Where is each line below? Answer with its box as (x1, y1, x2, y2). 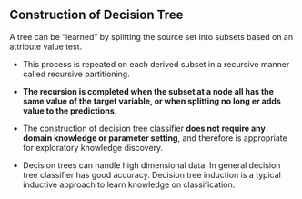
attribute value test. (9, 41, 83, 52)
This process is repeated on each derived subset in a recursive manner (22, 58, 290, 69)
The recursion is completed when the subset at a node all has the (22, 85, 275, 96)
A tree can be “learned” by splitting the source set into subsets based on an (9, 31, 294, 42)
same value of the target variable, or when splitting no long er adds (22, 95, 282, 106)
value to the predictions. (22, 104, 117, 116)
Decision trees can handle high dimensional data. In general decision (22, 159, 281, 171)
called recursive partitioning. (22, 68, 130, 79)
